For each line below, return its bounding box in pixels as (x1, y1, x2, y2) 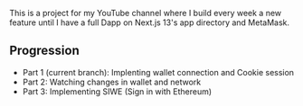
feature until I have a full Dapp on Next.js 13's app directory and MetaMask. (9, 17, 290, 28)
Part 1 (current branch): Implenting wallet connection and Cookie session (22, 66, 295, 77)
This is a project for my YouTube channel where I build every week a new (9, 8, 282, 18)
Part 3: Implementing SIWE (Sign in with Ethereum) (22, 85, 213, 97)
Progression (9, 43, 80, 58)
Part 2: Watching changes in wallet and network (22, 76, 202, 87)
